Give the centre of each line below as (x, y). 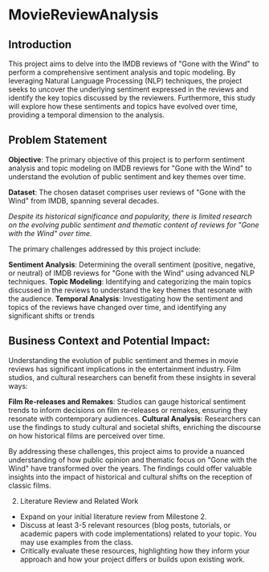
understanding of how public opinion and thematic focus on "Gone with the (133, 460)
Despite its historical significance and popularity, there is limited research (130, 216)
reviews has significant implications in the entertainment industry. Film (124, 369)
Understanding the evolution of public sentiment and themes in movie (124, 360)
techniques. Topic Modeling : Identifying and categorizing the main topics (130, 281)
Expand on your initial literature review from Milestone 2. (113, 517)
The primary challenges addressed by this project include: (105, 249)
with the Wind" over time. (50, 233)
